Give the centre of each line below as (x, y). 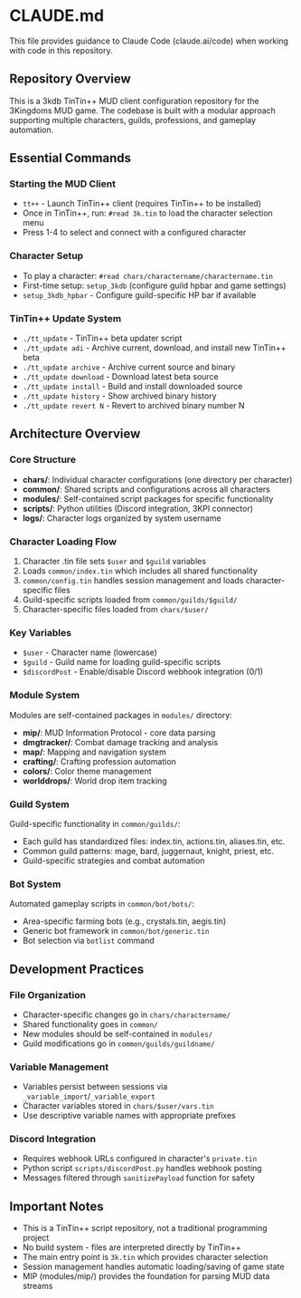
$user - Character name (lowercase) (90, 652)
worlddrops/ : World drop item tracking (94, 781)
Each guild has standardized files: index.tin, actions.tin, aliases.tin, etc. (154, 841)
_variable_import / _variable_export (89, 1096)
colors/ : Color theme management (87, 771)
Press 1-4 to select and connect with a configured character (134, 233)
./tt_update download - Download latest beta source (120, 377)
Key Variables (41, 632)
